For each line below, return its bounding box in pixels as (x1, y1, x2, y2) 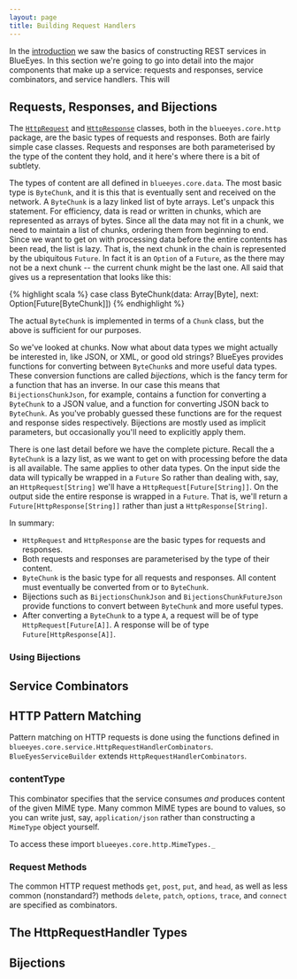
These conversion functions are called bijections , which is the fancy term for (9, 370, 288, 381)
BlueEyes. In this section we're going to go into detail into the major (9, 55, 255, 66)
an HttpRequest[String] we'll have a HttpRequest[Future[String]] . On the (9, 482, 278, 493)
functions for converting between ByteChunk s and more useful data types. (9, 361, 278, 372)
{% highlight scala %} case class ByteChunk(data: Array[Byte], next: (9, 289, 259, 299)
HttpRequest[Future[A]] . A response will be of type (21, 619, 209, 630)
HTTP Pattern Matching (9, 709, 141, 724)
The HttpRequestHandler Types (9, 925, 188, 940)
